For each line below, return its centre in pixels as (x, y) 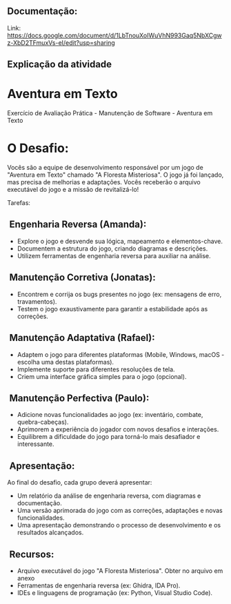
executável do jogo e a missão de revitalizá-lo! (73, 190)
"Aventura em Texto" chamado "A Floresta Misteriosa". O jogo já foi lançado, (115, 175)
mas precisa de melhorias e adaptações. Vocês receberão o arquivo (104, 182)
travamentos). (37, 301)
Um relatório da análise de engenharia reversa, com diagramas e (109, 496)
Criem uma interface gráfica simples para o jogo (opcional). (102, 376)
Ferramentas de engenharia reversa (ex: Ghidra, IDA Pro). (99, 585)
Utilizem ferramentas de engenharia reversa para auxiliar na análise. (114, 255)
